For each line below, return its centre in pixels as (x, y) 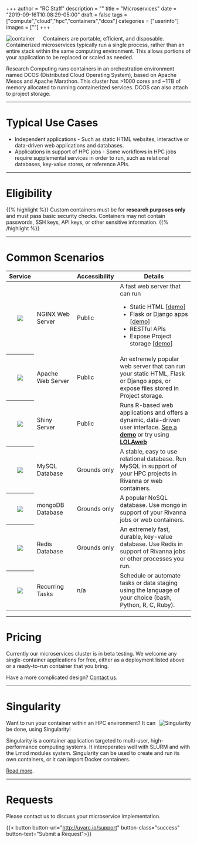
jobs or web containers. (152, 519)
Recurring (50, 586)
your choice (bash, (146, 597)
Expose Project (151, 336)
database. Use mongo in (153, 505)
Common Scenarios (55, 258)
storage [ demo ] (151, 343)
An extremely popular (150, 359)
